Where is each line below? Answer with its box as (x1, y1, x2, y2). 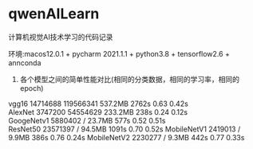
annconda (8, 57, 42, 68)
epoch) (19, 83, 44, 92)
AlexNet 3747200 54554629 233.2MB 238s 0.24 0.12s (8, 107, 188, 116)
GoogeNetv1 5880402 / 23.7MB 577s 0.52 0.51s (8, 116, 166, 125)
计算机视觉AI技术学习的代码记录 (8, 32, 113, 41)
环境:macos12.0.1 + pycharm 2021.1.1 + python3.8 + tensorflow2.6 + (8, 49, 230, 58)
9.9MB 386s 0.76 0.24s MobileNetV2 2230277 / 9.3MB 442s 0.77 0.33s (8, 132, 245, 142)
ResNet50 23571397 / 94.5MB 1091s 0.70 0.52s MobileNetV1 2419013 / (8, 124, 241, 134)
